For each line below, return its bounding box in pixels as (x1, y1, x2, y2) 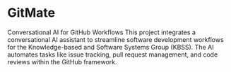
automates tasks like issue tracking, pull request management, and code (7, 50, 218, 59)
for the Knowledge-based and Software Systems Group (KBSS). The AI (7, 43, 214, 51)
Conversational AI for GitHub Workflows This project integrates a (7, 28, 196, 36)
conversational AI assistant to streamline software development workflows (7, 35, 224, 43)
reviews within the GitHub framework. (7, 57, 118, 66)
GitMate (7, 5, 55, 21)
